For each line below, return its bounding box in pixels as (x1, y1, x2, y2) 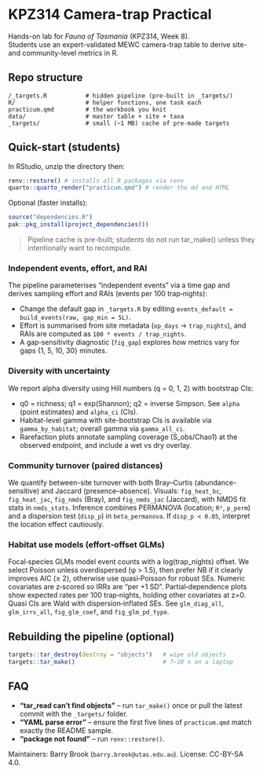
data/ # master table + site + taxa (8, 112, 184, 120)
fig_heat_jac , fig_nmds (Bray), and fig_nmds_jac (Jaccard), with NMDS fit (8, 494, 247, 504)
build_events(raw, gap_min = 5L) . (19, 313, 131, 322)
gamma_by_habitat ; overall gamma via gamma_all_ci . (19, 423, 186, 433)
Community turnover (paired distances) (8, 460, 163, 471)
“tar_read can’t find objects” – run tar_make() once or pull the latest (19, 701, 243, 710)
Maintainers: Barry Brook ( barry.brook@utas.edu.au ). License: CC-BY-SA (8, 749, 244, 759)
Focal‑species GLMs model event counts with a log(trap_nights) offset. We (8, 557, 250, 566)
